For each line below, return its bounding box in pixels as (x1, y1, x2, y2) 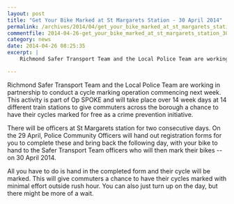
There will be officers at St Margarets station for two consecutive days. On (7, 123, 221, 132)
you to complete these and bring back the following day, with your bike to (7, 139, 218, 147)
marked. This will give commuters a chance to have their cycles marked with (7, 174, 227, 182)
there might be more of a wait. (7, 189, 94, 197)
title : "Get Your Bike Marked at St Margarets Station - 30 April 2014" (7, 17, 223, 24)
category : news (7, 36, 52, 43)
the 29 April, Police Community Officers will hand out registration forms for (7, 131, 222, 139)
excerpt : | (7, 49, 39, 56)
